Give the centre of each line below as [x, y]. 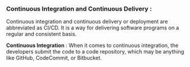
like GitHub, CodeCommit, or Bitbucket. [54, 58]
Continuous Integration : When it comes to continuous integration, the [92, 45]
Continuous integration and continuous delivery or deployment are [87, 22]
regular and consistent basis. [41, 34]
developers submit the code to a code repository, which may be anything [95, 52]
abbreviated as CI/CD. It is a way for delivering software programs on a [93, 28]
